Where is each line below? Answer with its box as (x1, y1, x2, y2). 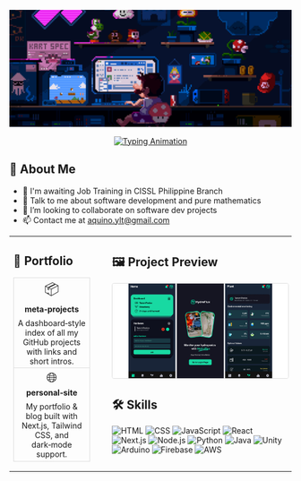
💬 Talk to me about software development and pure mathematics (21, 194, 262, 206)
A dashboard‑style (17, 317, 87, 328)
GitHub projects (22, 337, 81, 348)
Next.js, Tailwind (21, 420, 82, 431)
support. (36, 449, 68, 460)
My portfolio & (25, 401, 78, 412)
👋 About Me (9, 162, 76, 177)
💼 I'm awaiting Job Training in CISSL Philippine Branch (21, 185, 224, 196)
